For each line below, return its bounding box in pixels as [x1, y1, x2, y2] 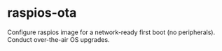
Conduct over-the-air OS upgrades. [7, 35, 110, 43]
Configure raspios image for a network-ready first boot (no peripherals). [7, 28, 216, 36]
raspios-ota [7, 5, 77, 21]
